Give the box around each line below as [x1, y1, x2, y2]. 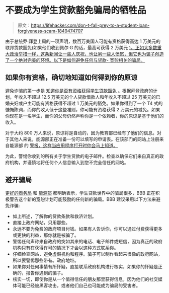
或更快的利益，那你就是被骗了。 [12, 232, 79, 238]
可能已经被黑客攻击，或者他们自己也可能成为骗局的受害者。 [17, 282, 141, 288]
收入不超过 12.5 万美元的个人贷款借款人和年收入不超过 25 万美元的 [18, 94, 156, 100]
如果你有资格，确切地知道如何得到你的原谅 [5, 74, 137, 82]
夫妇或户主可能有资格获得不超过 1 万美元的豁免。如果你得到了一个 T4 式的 [9, 100, 163, 106]
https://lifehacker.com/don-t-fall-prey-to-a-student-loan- [31, 22, 150, 28]
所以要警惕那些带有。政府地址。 [12, 257, 79, 263]
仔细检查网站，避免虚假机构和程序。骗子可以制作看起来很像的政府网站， [12, 251, 162, 257]
